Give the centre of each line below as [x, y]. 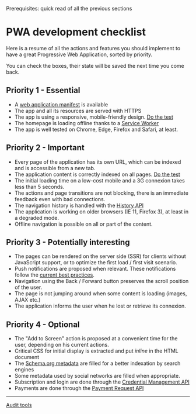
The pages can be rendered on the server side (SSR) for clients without [100, 256]
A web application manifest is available [61, 104]
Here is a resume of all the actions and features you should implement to [93, 48]
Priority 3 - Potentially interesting [68, 242]
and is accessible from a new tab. [55, 168]
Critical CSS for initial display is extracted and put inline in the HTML [97, 351]
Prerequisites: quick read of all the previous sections [69, 8]
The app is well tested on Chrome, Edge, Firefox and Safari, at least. [96, 129]
